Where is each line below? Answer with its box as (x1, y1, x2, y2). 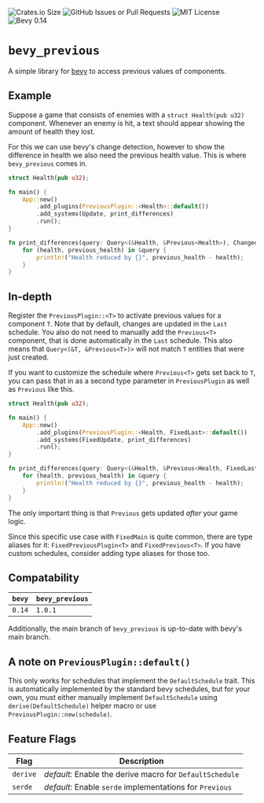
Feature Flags (8, 732, 77, 746)
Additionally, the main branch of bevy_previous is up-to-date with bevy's (8, 624, 242, 633)
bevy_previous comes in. (8, 158, 88, 168)
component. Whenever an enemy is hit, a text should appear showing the (8, 118, 245, 127)
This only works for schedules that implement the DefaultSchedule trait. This (8, 676, 255, 686)
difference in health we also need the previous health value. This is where (8, 150, 247, 160)
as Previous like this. (8, 385, 75, 394)
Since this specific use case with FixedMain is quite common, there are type (8, 532, 253, 541)
